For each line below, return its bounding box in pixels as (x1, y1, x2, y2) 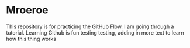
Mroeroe (6, 4, 49, 17)
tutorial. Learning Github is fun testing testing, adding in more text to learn (6, 29, 184, 36)
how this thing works (6, 35, 57, 42)
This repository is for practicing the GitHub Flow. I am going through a (6, 23, 174, 30)
